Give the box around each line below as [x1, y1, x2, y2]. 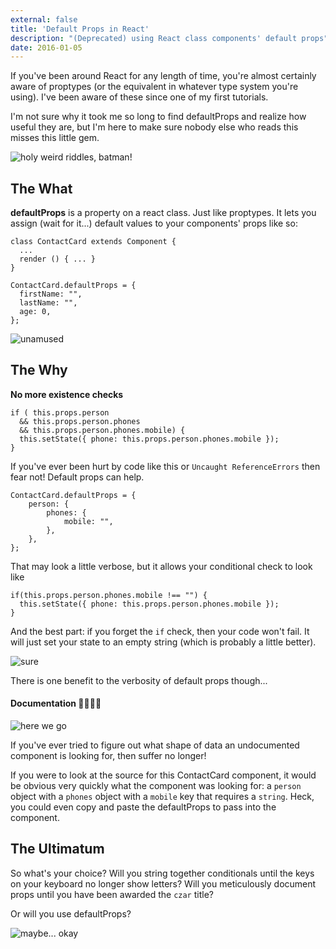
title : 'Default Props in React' [10, 24, 150, 34]
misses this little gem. [10, 132, 100, 144]
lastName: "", [19, 298, 78, 308]
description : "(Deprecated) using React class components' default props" [10, 33, 329, 43]
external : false [10, 14, 78, 25]
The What [10, 180, 73, 197]
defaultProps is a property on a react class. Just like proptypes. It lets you [10, 207, 317, 219]
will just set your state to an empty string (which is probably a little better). [10, 636, 317, 648]
